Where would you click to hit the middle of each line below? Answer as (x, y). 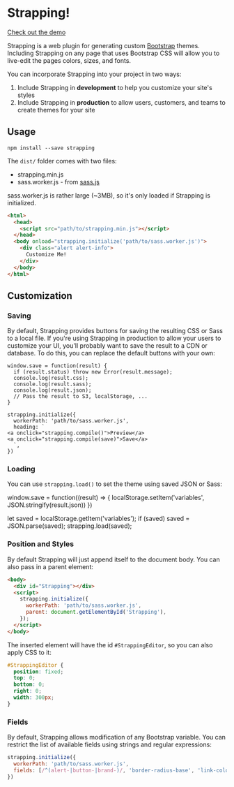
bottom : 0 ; (29, 685)
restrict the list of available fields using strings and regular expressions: (110, 744)
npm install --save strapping (51, 148)
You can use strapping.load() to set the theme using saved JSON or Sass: (115, 484)
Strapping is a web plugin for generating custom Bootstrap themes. (103, 45)
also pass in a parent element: (50, 566)
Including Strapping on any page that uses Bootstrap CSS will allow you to (114, 53)
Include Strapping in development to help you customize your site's (115, 87)
